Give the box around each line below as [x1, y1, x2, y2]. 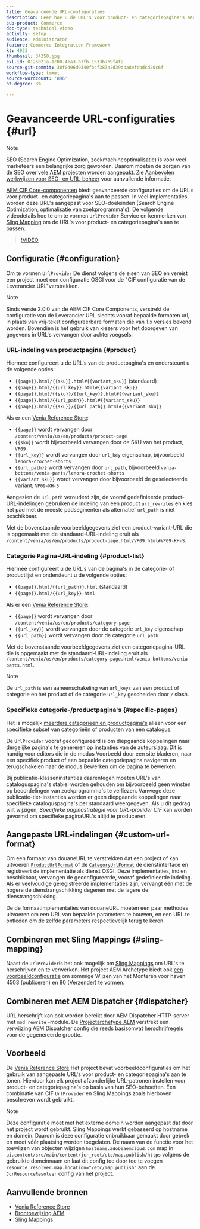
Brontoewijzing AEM [14, 1209, 65, 1216]
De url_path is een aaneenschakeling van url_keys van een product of [6, 684, 180, 692]
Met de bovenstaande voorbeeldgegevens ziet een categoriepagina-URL [6, 643, 186, 650]
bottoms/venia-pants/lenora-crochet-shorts [14, 470, 125, 476]
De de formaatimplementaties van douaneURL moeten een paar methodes [6, 904, 189, 912]
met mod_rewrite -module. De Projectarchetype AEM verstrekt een [6, 1019, 169, 1026]
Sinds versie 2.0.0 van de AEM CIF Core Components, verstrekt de [6, 305, 170, 313]
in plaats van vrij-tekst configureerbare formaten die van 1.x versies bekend [6, 318, 192, 325]
